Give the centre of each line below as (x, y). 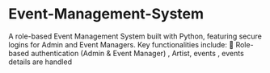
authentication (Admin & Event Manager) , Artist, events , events (137, 53)
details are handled (40, 62)
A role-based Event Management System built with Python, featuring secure (135, 36)
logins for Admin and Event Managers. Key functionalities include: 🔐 (121, 44)
